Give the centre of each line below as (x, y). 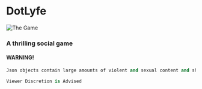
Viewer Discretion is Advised (44, 81)
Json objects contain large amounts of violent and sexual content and (98, 70)
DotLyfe (26, 11)
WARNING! (20, 58)
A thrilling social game (40, 43)
